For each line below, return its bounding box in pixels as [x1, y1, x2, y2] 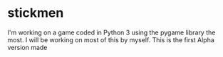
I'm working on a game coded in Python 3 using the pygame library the [7, 28, 216, 37]
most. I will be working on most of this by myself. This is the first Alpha [7, 35, 215, 44]
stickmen [7, 5, 64, 21]
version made [7, 43, 48, 51]
